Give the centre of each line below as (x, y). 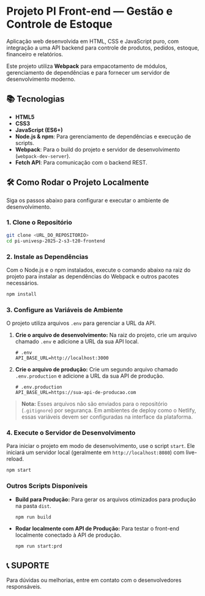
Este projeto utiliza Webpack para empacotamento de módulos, (87, 66)
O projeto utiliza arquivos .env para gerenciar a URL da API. (81, 323)
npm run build (33, 517)
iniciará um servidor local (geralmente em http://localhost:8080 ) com (95, 453)
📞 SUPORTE (28, 565)
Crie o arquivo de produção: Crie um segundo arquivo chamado (97, 370)
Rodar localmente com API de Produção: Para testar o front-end (97, 529)
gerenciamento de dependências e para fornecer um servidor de (88, 72)
